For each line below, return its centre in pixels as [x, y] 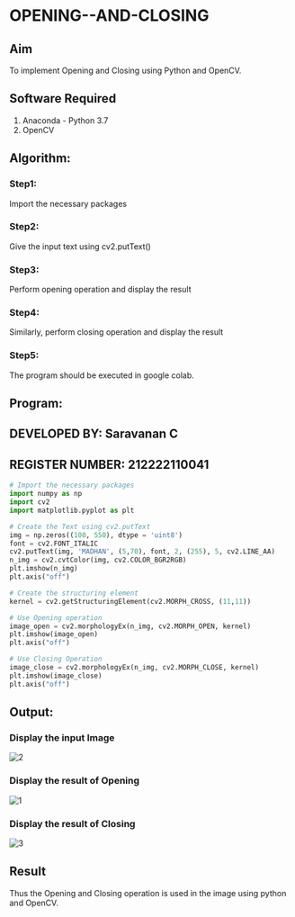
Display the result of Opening [75, 781]
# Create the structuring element [74, 593]
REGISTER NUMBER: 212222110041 [109, 464]
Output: [31, 712]
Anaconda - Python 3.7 [65, 120]
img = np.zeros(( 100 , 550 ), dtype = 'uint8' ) [96, 535]
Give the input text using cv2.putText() [80, 246]
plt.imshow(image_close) [56, 676]
